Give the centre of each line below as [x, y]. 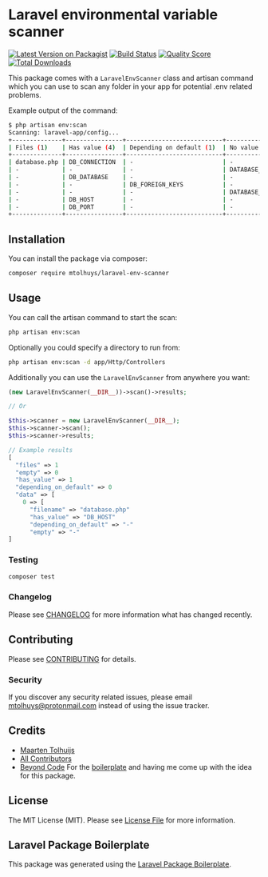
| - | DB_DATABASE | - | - [121, 178]
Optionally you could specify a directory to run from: [95, 347]
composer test [32, 577]
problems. [25, 94]
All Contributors [45, 759]
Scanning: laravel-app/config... [64, 132]
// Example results [41, 450]
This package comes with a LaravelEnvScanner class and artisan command [131, 78]
